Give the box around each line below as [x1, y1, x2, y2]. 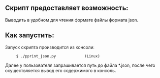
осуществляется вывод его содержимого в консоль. [5, 67, 116, 73]
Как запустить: [5, 31, 54, 40]
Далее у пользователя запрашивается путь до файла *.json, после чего [5, 62, 156, 68]
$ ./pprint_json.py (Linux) [16, 53, 100, 58]
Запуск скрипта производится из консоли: [5, 44, 95, 50]
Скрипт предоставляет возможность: [5, 4, 128, 12]
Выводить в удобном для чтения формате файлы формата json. [5, 17, 139, 23]
